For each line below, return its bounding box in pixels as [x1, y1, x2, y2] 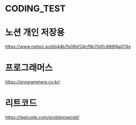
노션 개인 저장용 [5, 27, 65, 38]
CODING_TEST [5, 3, 66, 14]
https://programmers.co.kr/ [5, 79, 60, 85]
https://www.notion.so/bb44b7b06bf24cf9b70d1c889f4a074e [5, 44, 131, 50]
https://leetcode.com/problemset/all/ [5, 114, 80, 120]
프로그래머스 [5, 62, 53, 74]
